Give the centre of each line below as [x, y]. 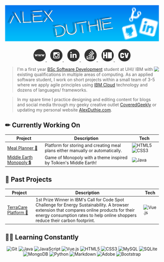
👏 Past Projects [29, 180]
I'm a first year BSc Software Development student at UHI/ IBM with [85, 69]
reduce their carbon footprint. [65, 220]
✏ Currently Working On [43, 125]
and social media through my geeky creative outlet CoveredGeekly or [87, 105]
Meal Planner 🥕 [22, 148]
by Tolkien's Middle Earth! [71, 163]
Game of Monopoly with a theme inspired [86, 157]
